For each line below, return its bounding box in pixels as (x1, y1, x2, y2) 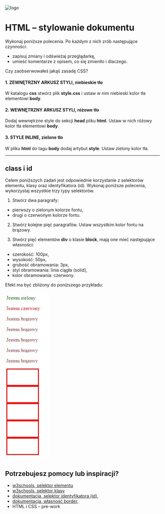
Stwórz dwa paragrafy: (12, 198, 59, 203)
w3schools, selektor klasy (12, 488, 65, 494)
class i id (5, 164, 33, 172)
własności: (12, 242, 34, 248)
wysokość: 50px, (12, 257, 47, 263)
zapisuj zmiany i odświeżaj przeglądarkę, (12, 53, 96, 59)
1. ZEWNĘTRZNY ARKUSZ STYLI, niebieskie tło (5, 79, 103, 85)
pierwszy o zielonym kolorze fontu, (12, 207, 83, 213)
